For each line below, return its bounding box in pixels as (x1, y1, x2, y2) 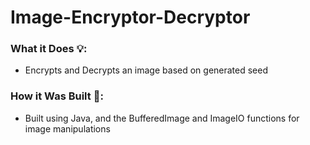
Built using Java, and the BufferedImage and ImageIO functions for (24, 112, 300, 124)
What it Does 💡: (10, 42, 88, 56)
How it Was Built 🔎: (10, 89, 104, 103)
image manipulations (24, 122, 111, 135)
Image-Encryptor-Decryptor (10, 6, 251, 29)
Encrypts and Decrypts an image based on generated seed (24, 64, 269, 76)
